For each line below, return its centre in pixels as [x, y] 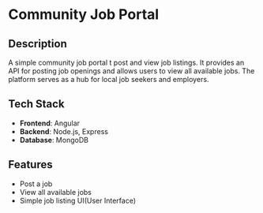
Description [38, 44]
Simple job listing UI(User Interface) [78, 200]
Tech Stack [36, 104]
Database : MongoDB [54, 140]
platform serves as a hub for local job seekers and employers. [109, 79]
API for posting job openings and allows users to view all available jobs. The [131, 71]
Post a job [36, 184]
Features [30, 164]
